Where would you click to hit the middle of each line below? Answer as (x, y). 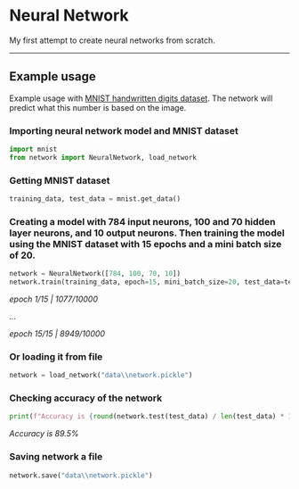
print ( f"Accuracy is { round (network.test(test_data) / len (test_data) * (147, 417)
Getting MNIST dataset (60, 180)
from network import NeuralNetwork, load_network (103, 157)
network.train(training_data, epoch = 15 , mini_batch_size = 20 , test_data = (147, 282)
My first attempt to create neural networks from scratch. (112, 40)
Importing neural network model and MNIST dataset (124, 130)
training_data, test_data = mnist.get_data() (95, 199)
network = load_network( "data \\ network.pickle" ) (101, 376)
